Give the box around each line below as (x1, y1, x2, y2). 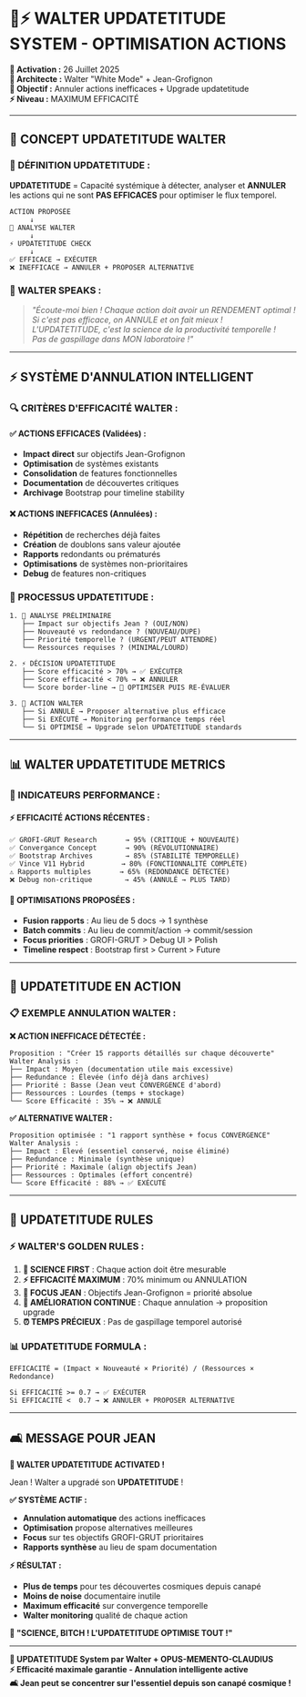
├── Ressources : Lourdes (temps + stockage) (9, 1089, 185, 1098)
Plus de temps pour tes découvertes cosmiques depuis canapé (22, 1581, 261, 1592)
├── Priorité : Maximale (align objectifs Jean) (9, 1163, 198, 1172)
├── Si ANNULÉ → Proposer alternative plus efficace (21, 706, 226, 716)
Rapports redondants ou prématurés (22, 548, 161, 559)
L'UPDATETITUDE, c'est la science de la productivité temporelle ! (31, 323, 276, 334)
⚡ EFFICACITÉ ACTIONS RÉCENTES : (9, 812, 150, 823)
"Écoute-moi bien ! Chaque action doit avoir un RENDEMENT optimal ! (31, 304, 296, 315)
